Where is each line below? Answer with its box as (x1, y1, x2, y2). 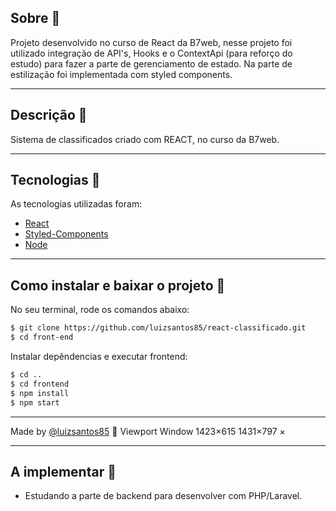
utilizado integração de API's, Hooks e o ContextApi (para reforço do (10, 47, 293, 59)
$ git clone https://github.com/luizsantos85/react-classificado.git (10, 323, 307, 333)
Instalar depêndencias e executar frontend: (10, 351, 188, 362)
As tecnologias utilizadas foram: (10, 198, 143, 210)
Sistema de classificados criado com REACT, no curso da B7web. (10, 133, 280, 145)
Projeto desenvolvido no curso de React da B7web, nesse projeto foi (10, 36, 293, 48)
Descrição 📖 (10, 107, 88, 124)
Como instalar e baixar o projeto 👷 (10, 277, 226, 294)
